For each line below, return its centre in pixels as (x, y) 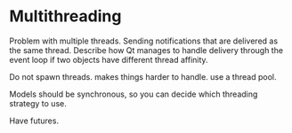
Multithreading (65, 16)
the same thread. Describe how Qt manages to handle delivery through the (146, 50)
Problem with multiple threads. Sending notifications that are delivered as (144, 41)
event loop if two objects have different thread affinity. (109, 59)
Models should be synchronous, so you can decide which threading (134, 94)
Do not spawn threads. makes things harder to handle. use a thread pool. (143, 76)
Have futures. (34, 121)
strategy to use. (38, 103)
